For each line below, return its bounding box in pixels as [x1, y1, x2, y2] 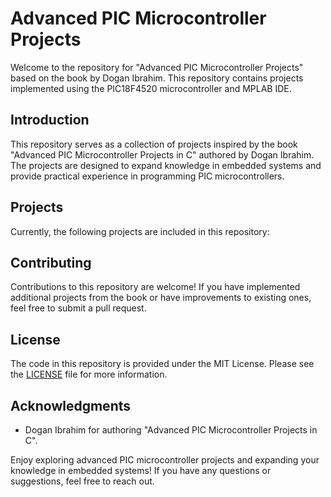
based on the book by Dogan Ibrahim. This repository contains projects [10, 72, 304, 84]
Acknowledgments [10, 397, 132, 414]
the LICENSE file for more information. [10, 368, 168, 381]
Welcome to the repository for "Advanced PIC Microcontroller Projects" [10, 61, 304, 73]
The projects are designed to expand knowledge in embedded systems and [10, 159, 322, 171]
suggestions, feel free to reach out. [10, 475, 155, 487]
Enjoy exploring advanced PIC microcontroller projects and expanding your [10, 454, 320, 466]
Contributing [10, 254, 92, 271]
